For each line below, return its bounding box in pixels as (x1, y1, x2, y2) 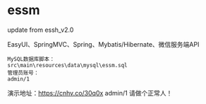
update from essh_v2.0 (7, 25, 74, 34)
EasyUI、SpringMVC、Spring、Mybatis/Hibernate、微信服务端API (7, 40, 200, 48)
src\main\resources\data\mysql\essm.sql (7, 62, 128, 69)
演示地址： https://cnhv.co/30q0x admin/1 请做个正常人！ (7, 88, 173, 97)
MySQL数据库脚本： (7, 55, 55, 62)
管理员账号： (7, 69, 40, 76)
